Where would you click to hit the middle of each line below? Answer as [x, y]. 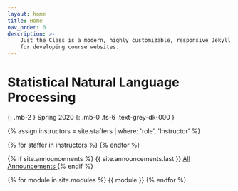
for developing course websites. [70, 47]
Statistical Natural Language [93, 82]
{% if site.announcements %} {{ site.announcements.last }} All [99, 158]
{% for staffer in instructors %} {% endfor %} [74, 145]
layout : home [27, 14]
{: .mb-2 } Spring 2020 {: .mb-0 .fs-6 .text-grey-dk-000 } [91, 117]
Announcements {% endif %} [51, 166]
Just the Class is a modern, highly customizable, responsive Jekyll [126, 41]
